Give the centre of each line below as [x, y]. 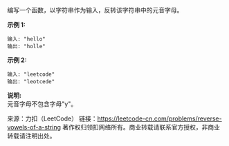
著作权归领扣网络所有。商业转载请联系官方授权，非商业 [141, 127]
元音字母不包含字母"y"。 [42, 104]
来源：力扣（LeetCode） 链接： [53, 118]
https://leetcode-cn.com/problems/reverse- [160, 118]
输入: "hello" [27, 39]
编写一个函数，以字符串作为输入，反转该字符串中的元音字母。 [95, 10]
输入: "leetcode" [31, 74]
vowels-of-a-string [34, 127]
